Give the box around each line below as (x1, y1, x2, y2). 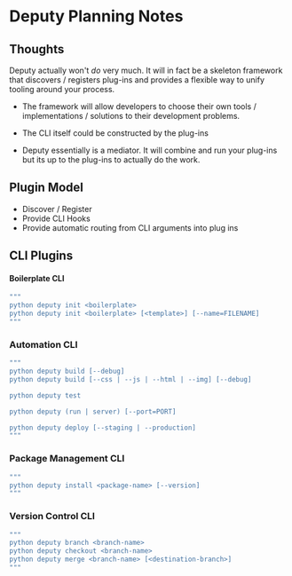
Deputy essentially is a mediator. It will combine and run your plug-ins (21, 145, 278, 155)
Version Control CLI (9, 510, 96, 523)
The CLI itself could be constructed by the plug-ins (21, 128, 209, 138)
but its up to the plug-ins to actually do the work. (21, 154, 201, 165)
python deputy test (9, 391, 82, 400)
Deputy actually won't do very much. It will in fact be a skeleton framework (9, 65, 283, 75)
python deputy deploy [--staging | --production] (9, 423, 197, 432)
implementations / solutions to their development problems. (21, 111, 241, 121)
